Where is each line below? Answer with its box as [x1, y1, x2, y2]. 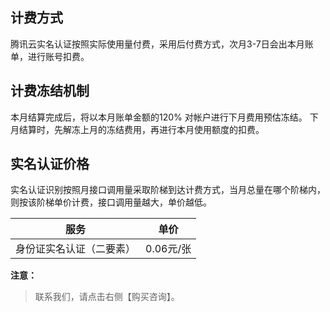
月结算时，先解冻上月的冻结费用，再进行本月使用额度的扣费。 [10, 123, 265, 135]
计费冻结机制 [10, 83, 90, 100]
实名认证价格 [10, 156, 90, 173]
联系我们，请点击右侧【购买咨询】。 [34, 291, 180, 303]
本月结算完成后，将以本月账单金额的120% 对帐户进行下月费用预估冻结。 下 [10, 111, 319, 123]
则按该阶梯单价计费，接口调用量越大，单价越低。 [10, 196, 212, 208]
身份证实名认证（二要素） [15, 242, 137, 256]
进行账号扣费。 [27, 50, 90, 62]
